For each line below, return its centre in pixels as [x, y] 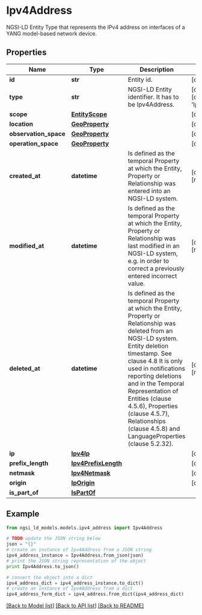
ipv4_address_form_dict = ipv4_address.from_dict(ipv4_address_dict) [95, 594]
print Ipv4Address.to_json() [43, 566]
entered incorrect [152, 276]
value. [136, 283]
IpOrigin [83, 483]
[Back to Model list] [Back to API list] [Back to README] [75, 606]
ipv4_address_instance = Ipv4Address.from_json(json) [75, 555]
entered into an [149, 191]
